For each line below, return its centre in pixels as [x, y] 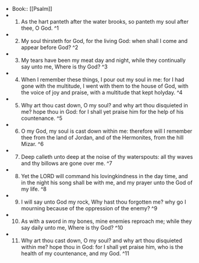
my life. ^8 [34, 189]
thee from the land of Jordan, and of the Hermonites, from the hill [102, 138]
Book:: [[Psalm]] [32, 9]
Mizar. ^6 [32, 144]
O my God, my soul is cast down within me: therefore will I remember [107, 131]
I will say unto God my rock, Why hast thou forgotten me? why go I [103, 202]
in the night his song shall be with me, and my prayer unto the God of [107, 182]
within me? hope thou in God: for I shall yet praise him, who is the [102, 247]
